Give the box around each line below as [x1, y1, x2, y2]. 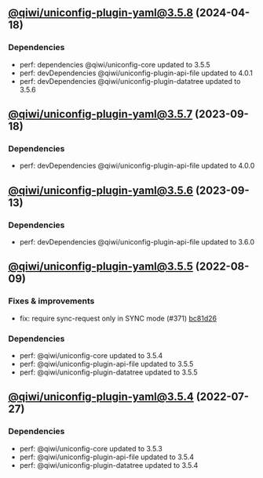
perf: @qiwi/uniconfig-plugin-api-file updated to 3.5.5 [19, 360, 194, 369]
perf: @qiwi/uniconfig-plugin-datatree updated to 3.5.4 [19, 460, 199, 469]
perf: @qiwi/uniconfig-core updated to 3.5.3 [19, 444, 163, 453]
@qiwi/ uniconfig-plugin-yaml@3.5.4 [8, 390, 194, 404]
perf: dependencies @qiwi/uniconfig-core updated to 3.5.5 [19, 60, 210, 69]
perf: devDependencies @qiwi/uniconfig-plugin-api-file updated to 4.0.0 [19, 161, 255, 171]
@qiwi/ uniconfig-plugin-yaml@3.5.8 [8, 6, 194, 20]
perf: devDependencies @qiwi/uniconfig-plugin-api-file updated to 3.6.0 [19, 237, 255, 247]
